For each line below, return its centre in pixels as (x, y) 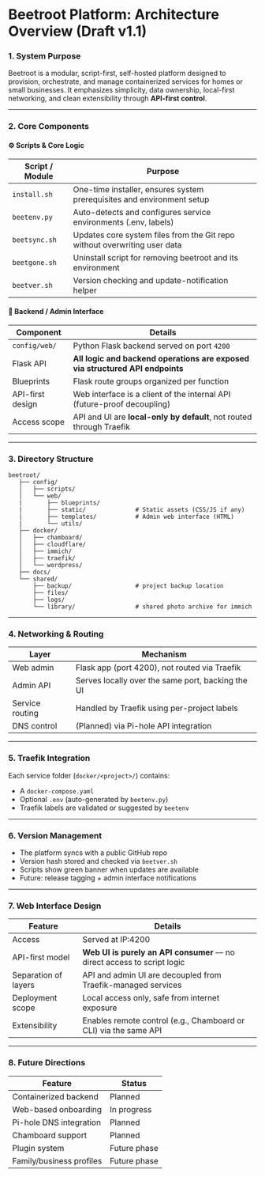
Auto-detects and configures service (142, 212)
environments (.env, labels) (123, 221)
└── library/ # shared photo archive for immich (142, 607)
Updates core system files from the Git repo (154, 235)
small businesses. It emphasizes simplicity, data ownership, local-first (121, 90)
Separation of (37, 975)
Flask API (30, 363)
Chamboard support (50, 1135)
